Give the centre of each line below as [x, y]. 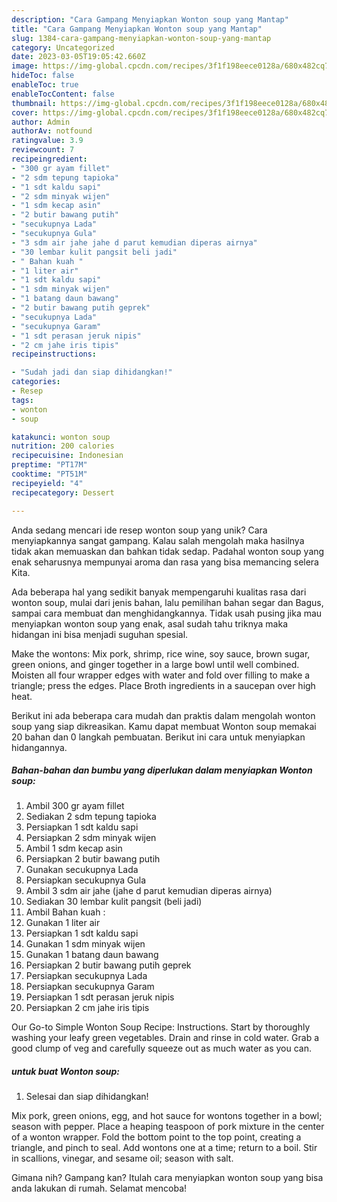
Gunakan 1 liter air [63, 923]
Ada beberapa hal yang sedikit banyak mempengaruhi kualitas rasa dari [159, 592]
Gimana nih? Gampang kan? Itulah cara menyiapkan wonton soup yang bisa [167, 1178]
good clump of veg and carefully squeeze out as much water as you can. [162, 1048]
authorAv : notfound [52, 131]
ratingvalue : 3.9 [47, 141]
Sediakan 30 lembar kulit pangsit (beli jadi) [114, 902]
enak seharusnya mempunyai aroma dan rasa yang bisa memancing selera [165, 562]
